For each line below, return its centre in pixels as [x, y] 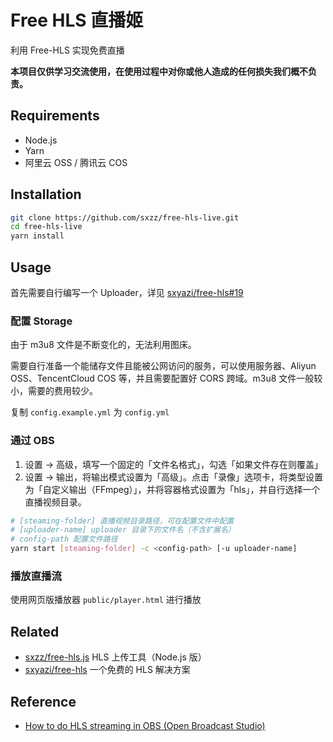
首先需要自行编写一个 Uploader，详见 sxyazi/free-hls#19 [127, 292]
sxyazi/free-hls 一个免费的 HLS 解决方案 [107, 670]
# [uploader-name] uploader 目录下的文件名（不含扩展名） [123, 530]
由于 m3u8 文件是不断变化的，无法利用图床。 [103, 345]
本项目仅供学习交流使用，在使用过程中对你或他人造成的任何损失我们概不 [159, 71]
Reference [43, 701]
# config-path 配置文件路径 [64, 539]
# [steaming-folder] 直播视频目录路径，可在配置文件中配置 [122, 521]
